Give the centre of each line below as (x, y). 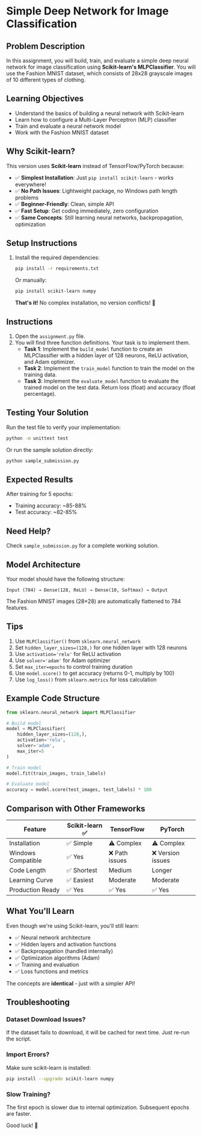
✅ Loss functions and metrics (52, 971)
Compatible (26, 860)
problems (27, 198)
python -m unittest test (37, 438)
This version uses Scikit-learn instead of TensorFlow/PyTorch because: (95, 166)
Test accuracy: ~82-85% (46, 512)
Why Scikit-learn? (41, 152)
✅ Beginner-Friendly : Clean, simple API (64, 204)
